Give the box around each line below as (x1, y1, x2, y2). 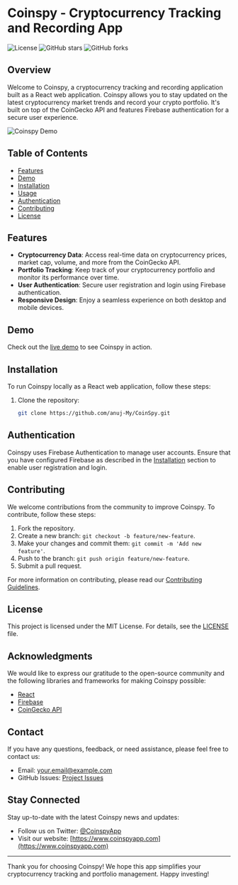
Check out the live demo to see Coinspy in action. (7, 343, 152, 352)
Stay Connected (7, 794, 80, 806)
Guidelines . (7, 583, 40, 591)
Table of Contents (7, 147, 89, 160)
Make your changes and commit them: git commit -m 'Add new (17, 539, 202, 547)
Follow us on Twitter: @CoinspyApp (17, 826, 122, 835)
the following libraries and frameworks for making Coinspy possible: (7, 677, 207, 685)
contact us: (7, 752, 40, 760)
